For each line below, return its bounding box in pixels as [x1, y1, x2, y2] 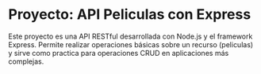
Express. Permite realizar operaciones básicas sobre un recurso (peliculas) [8, 39, 254, 49]
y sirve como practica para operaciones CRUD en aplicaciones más [8, 48, 229, 57]
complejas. [8, 57, 44, 66]
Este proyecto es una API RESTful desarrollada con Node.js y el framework [8, 31, 253, 41]
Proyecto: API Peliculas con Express [8, 6, 251, 24]
